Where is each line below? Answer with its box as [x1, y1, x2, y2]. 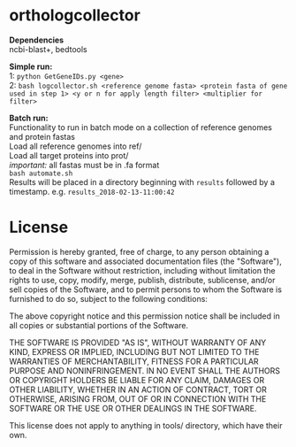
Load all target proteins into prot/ [9, 150, 129, 160]
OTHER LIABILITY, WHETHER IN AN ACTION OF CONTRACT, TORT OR [9, 384, 267, 395]
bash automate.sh [9, 169, 73, 178]
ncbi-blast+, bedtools [9, 43, 87, 54]
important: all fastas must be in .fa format [9, 159, 160, 170]
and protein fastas [9, 131, 75, 142]
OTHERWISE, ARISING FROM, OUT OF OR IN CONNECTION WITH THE [9, 393, 267, 404]
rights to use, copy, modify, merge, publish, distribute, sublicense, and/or [9, 274, 276, 285]
